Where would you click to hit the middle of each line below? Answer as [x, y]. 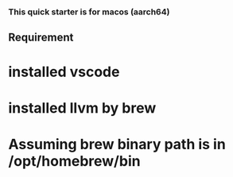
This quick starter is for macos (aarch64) [89, 12]
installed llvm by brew [82, 108]
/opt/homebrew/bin [74, 161]
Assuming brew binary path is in [117, 144]
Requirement [41, 38]
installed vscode [64, 72]
